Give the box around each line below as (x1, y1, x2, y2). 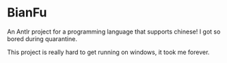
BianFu (7, 5, 47, 21)
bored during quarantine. (7, 34, 77, 42)
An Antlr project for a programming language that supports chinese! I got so (7, 27, 221, 36)
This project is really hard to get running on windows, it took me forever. (7, 48, 210, 56)
